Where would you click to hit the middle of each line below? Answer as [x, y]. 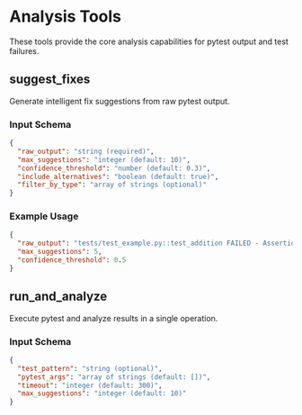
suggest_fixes [50, 80]
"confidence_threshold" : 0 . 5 [72, 260]
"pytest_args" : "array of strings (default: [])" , [114, 377]
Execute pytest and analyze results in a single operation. [114, 318]
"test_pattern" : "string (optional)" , [90, 368]
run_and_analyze [58, 297]
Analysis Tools [66, 17]
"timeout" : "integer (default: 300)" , [90, 385]
